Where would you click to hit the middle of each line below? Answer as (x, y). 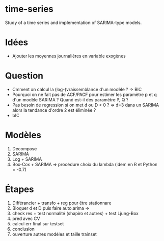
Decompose (25, 148)
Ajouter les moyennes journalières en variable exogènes (69, 56)
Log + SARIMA (27, 159)
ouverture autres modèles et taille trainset (55, 234)
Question (24, 76)
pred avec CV (26, 218)
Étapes (20, 189)
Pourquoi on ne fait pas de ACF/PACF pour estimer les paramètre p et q (84, 95)
